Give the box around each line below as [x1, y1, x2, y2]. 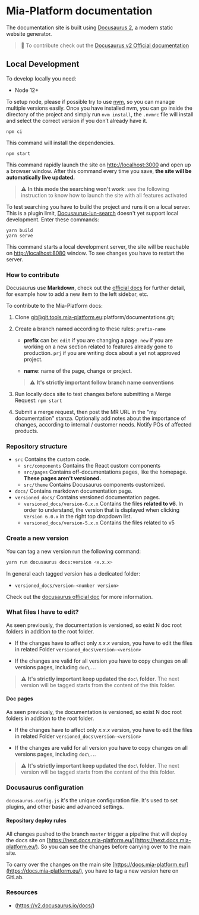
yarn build [6, 227, 33, 233]
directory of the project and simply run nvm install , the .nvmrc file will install [6, 110, 194, 118]
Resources [6, 888, 38, 897]
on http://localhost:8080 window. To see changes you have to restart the [6, 249, 184, 256]
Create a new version [6, 534, 69, 542]
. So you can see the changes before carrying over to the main [37, 843, 191, 850]
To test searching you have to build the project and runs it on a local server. [6, 203, 191, 210]
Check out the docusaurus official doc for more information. [6, 593, 153, 600]
